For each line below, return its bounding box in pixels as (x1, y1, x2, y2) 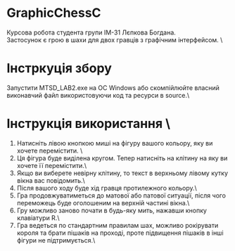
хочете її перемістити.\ (16, 161, 87, 169)
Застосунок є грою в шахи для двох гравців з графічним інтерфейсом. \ (6, 35, 223, 44)
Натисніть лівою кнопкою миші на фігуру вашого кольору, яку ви (16, 139, 213, 147)
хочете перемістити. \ (16, 146, 83, 155)
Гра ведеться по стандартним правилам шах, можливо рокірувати (16, 221, 219, 229)
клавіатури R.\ (16, 213, 60, 222)
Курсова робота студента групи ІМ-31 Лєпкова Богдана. (6, 28, 177, 37)
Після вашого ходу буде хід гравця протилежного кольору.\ (16, 184, 198, 192)
